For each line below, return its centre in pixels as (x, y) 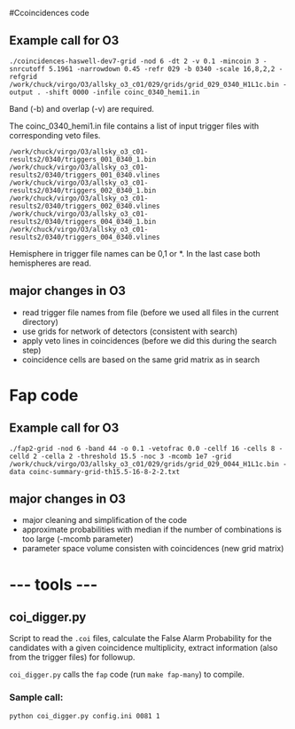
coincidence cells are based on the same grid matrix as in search (141, 360)
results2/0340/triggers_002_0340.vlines (85, 206)
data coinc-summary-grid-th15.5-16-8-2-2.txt (94, 471)
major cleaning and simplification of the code (105, 520)
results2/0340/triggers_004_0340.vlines (85, 237)
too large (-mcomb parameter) (78, 539)
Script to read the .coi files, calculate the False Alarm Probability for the (140, 638)
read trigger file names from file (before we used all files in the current (150, 312)
